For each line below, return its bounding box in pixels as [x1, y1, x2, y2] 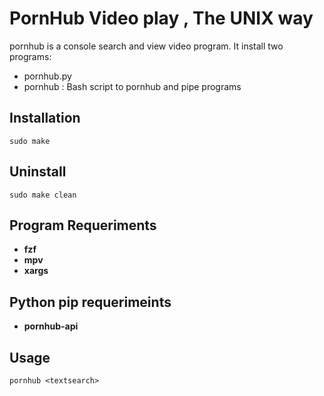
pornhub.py [23, 70, 72, 82]
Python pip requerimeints [9, 293, 172, 311]
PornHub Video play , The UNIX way [9, 7, 314, 30]
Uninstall [9, 163, 67, 181]
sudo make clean [9, 190, 77, 200]
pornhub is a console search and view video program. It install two [9, 40, 284, 52]
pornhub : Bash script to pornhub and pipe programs [23, 80, 242, 92]
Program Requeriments [9, 217, 157, 234]
